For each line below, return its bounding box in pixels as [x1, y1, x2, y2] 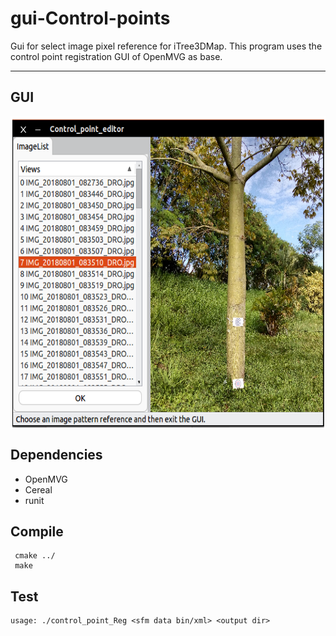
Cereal [24, 483, 53, 496]
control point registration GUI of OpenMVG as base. [10, 50, 223, 62]
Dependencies [10, 447, 103, 464]
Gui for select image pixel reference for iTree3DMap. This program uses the [10, 40, 323, 52]
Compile [10, 523, 64, 540]
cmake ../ [14, 551, 56, 561]
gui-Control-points [10, 7, 171, 30]
